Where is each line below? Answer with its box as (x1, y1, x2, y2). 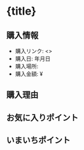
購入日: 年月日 (15, 55, 51, 62)
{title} (6, 4, 37, 18)
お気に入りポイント (6, 112, 79, 123)
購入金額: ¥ (15, 70, 43, 77)
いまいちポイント (6, 135, 71, 146)
